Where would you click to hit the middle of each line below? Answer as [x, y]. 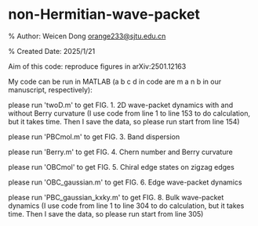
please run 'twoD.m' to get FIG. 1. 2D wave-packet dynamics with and [121, 105]
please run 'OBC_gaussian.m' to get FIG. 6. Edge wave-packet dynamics [125, 182]
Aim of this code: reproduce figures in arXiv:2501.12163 [97, 66]
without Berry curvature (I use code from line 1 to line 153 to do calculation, [129, 113]
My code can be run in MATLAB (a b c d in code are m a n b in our [115, 81]
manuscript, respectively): [50, 90]
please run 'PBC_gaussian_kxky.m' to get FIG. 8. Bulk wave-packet [116, 197]
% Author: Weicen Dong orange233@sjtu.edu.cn [87, 36]
